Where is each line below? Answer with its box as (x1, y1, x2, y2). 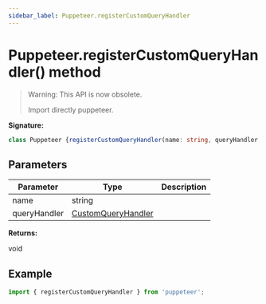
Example (8, 266, 53, 280)
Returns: (8, 228, 38, 238)
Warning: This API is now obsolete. (27, 89, 143, 99)
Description (161, 181, 207, 192)
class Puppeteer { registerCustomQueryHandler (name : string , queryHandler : (8, 136, 262, 144)
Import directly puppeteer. (27, 105, 114, 114)
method (49, 63, 101, 81)
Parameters (8, 157, 68, 172)
